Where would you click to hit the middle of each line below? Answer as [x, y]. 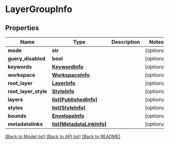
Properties [22, 28]
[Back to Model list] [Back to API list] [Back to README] [63, 136]
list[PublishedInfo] [75, 99]
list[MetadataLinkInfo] [79, 124]
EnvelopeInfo [68, 116]
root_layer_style [27, 91]
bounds [17, 116]
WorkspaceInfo [71, 75]
